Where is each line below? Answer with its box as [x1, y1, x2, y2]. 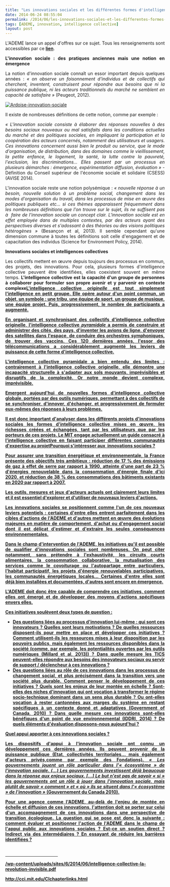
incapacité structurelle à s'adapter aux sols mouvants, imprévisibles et [5, 369, 165, 375]
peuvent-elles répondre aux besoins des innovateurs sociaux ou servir [12, 656, 165, 663]
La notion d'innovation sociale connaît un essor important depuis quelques [5, 70, 165, 76]
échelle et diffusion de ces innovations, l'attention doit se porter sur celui [5, 804, 165, 810]
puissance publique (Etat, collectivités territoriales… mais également [5, 751, 165, 757]
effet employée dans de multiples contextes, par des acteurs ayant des [5, 217, 165, 223]
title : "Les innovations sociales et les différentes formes [5, 7, 137, 13]
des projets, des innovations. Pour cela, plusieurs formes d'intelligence [5, 264, 165, 270]
